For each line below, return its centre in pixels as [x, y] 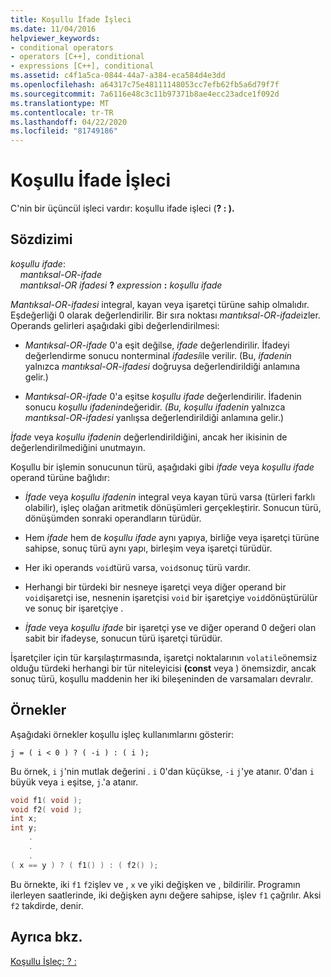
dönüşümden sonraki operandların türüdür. [113, 518]
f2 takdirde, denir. [47, 905]
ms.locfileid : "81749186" [64, 131]
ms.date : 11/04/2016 [53, 29]
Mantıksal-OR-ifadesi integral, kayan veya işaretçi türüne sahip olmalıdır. [160, 304]
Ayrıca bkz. [46, 937]
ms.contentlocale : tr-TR [62, 112]
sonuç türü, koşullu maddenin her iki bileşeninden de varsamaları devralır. [162, 678]
